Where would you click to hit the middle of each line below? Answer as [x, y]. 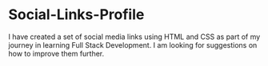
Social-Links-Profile [76, 15]
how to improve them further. [56, 53]
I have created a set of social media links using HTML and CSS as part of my [134, 37]
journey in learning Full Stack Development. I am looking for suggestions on [133, 45]
